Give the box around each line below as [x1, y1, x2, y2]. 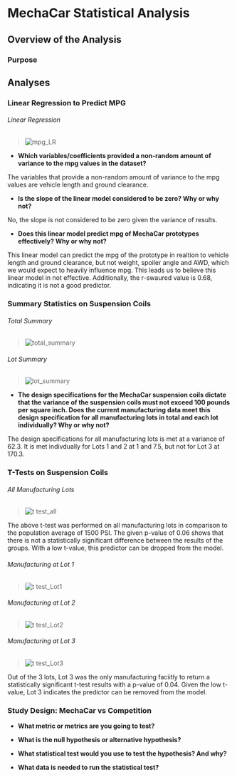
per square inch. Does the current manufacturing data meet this [17, 406, 211, 414]
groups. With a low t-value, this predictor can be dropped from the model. [7, 543, 224, 553]
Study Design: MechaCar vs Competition [7, 706, 152, 715]
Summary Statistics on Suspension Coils [7, 298, 152, 308]
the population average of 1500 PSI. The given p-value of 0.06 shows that [7, 528, 224, 537]
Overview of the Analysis [7, 33, 122, 46]
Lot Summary [7, 355, 48, 363]
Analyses [7, 76, 51, 88]
